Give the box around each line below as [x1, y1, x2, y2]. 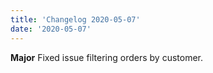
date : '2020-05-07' [10, 24, 92, 34]
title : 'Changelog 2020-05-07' [10, 14, 141, 25]
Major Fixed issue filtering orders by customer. [10, 51, 203, 63]
